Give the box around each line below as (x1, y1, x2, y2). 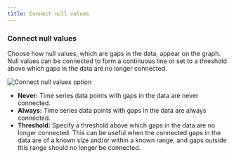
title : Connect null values (7, 10, 90, 18)
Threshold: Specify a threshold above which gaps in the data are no (17, 120, 216, 130)
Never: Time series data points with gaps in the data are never (17, 91, 199, 99)
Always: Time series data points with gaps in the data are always (17, 106, 207, 114)
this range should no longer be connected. (17, 143, 141, 151)
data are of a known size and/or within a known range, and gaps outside (17, 136, 227, 144)
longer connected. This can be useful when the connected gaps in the (17, 128, 221, 137)
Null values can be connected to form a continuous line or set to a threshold (7, 57, 227, 65)
